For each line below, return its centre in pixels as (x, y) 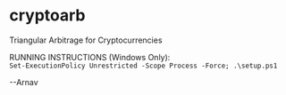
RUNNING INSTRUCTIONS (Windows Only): (90, 57)
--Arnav (24, 82)
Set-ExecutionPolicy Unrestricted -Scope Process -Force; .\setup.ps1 (143, 66)
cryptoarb (47, 16)
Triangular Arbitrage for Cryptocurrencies (86, 40)
